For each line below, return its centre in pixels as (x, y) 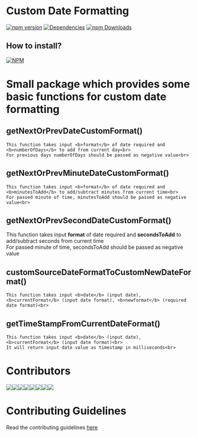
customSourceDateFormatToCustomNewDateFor (99, 272)
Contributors (38, 371)
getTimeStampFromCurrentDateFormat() (83, 324)
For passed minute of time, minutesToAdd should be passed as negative (96, 197)
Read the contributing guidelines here (52, 427)
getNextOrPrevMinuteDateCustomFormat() (88, 173)
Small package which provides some (98, 84)
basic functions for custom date (86, 97)
